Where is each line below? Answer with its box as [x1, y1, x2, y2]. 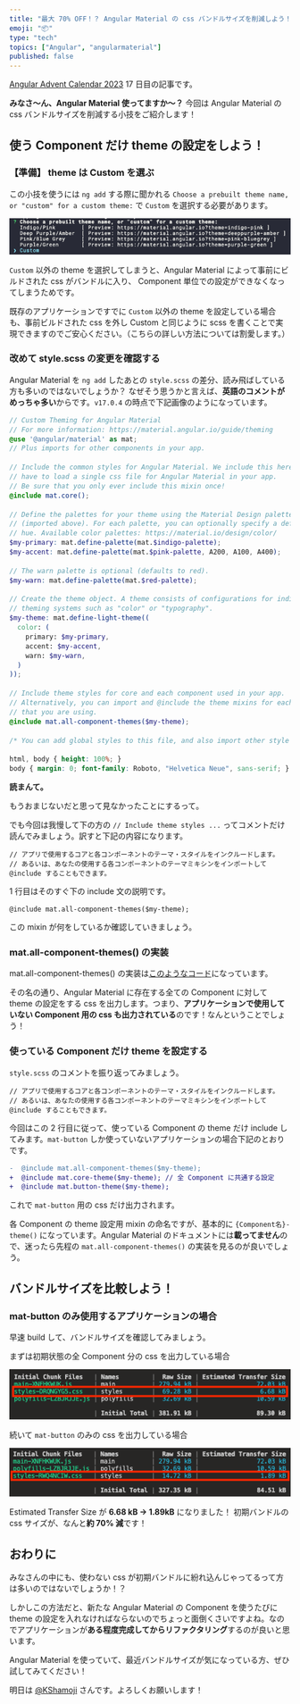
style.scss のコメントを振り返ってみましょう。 [9, 1067, 184, 1078]
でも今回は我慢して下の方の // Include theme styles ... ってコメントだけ [9, 820, 286, 831]
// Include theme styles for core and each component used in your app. [9, 689, 286, 698]
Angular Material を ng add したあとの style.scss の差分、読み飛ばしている [9, 374, 286, 385]
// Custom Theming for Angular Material [9, 415, 162, 424]
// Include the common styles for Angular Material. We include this [9, 463, 274, 472]
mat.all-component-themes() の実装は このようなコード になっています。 [9, 968, 273, 979]
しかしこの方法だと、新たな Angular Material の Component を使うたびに [9, 1602, 279, 1613]
